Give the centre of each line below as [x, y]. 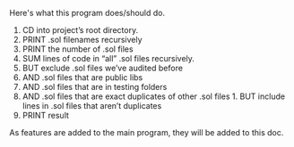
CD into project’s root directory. [80, 30]
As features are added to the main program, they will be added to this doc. [147, 132]
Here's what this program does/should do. [87, 13]
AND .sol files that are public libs [82, 78]
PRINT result [46, 115]
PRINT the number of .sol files [78, 49]
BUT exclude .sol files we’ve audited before [103, 68]
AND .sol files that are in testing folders [95, 87]
